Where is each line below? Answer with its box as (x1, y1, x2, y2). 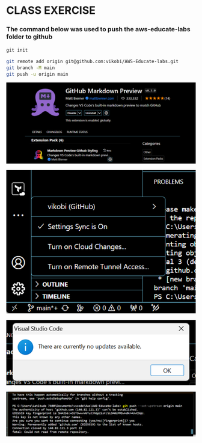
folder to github (6, 32, 53, 41)
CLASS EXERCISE (6, 4, 96, 17)
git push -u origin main (6, 72, 69, 78)
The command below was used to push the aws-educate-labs (6, 25, 191, 34)
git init (6, 47, 28, 53)
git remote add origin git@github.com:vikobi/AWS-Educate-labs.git (6, 58, 179, 65)
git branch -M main (6, 65, 55, 71)
